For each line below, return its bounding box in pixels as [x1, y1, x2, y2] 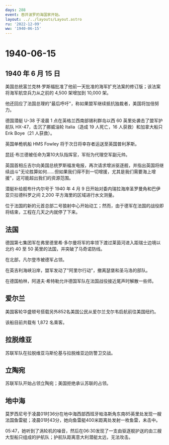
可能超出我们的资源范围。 [20, 175, 74, 181]
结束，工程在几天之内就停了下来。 [9, 209, 80, 215]
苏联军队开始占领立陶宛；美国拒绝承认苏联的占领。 [5, 380, 111, 386]
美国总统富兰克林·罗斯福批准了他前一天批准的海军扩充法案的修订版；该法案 [5, 84, 161, 90]
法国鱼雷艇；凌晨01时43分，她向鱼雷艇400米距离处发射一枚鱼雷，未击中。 [5, 417, 160, 423]
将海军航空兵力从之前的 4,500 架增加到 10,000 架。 [5, 90, 112, 96]
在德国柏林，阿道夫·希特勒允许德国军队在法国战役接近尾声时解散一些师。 [5, 278, 157, 284]
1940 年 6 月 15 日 [5, 69, 60, 78]
